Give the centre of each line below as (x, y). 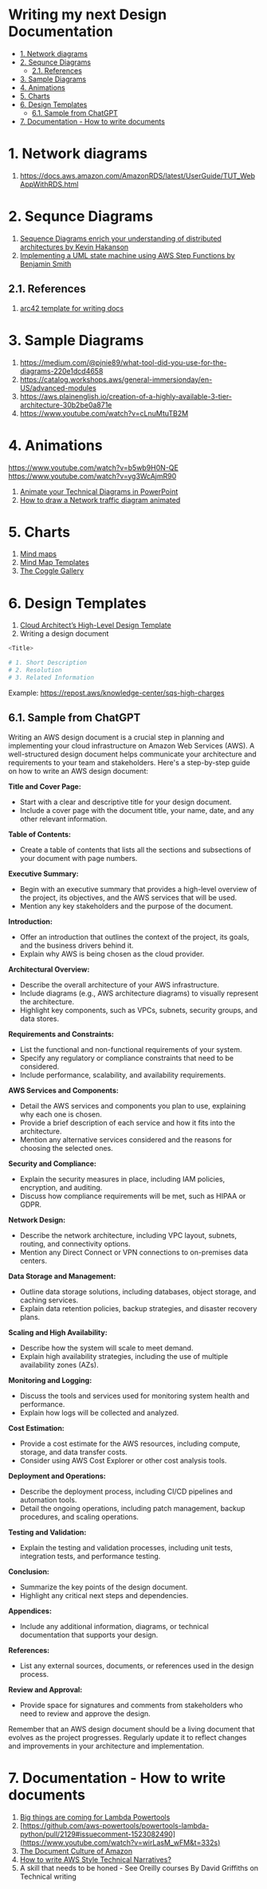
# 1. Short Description (48, 663)
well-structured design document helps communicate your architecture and (132, 754)
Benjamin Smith (45, 264)
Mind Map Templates (54, 563)
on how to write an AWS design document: (79, 771)
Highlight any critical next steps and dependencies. (104, 1595)
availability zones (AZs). (59, 1365)
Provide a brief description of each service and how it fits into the (127, 1122)
